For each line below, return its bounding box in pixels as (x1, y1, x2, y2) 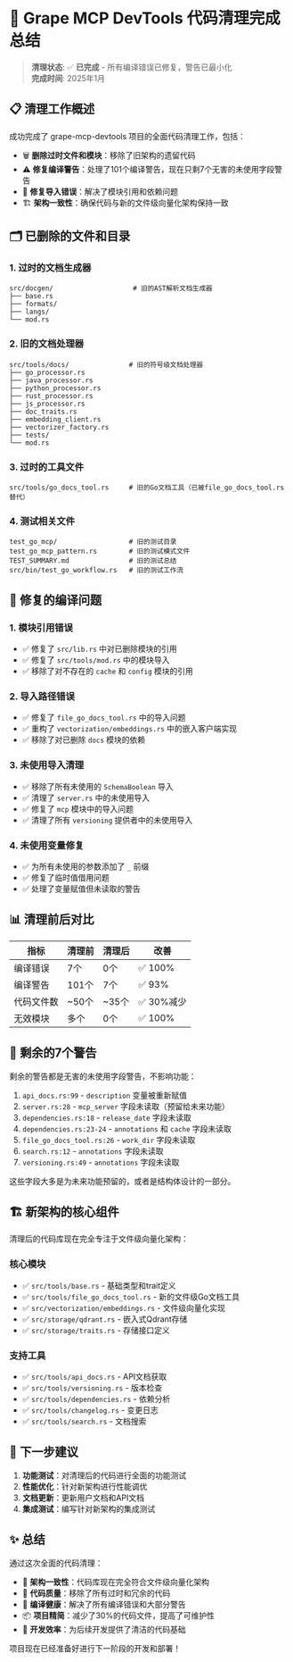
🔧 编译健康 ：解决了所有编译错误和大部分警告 (21, 1599, 186, 1609)
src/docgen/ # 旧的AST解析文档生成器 (9, 284, 213, 293)
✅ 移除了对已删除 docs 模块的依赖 (21, 734, 146, 746)
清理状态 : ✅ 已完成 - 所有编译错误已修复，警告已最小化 (30, 62, 232, 72)
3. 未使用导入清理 (9, 759, 85, 772)
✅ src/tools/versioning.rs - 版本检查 (21, 1382, 163, 1393)
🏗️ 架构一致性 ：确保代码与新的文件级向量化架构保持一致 (21, 197, 229, 208)
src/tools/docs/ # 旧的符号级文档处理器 (9, 360, 203, 369)
